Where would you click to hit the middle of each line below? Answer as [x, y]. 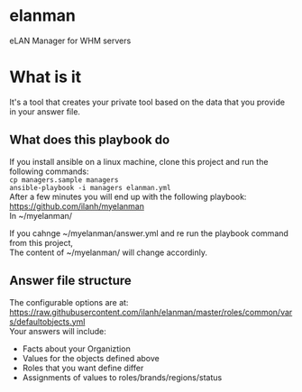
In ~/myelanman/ [41, 215]
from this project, [41, 242]
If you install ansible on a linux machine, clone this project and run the [139, 161]
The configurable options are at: [69, 302]
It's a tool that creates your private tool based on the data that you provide [147, 102]
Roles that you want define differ [83, 368]
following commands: [49, 171]
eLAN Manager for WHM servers [70, 41]
